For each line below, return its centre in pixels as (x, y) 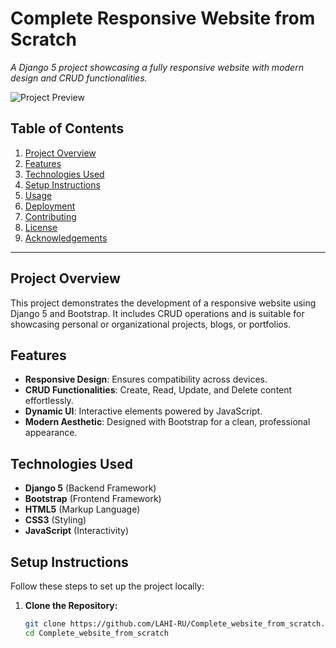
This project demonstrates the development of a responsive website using (163, 303)
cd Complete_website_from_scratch (96, 633)
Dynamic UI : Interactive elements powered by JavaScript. (143, 411)
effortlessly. (49, 401)
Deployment (50, 206)
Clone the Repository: (71, 605)
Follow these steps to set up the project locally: (107, 586)
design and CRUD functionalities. (79, 78)
